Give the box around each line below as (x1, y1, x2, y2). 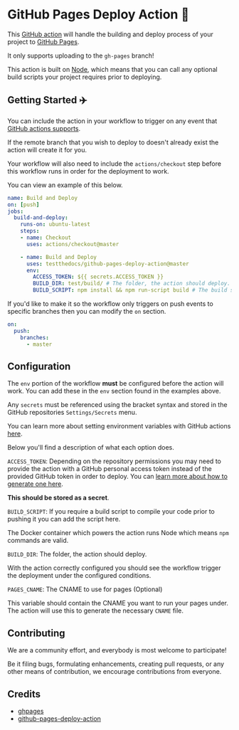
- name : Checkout (20, 234, 72, 241)
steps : (20, 228, 40, 235)
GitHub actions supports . (7, 124, 81, 132)
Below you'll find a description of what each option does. (7, 443, 174, 452)
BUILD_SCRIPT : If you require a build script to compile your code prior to (7, 507, 215, 516)
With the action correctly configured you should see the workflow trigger (7, 564, 222, 572)
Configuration (7, 360, 71, 372)
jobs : (7, 208, 23, 215)
